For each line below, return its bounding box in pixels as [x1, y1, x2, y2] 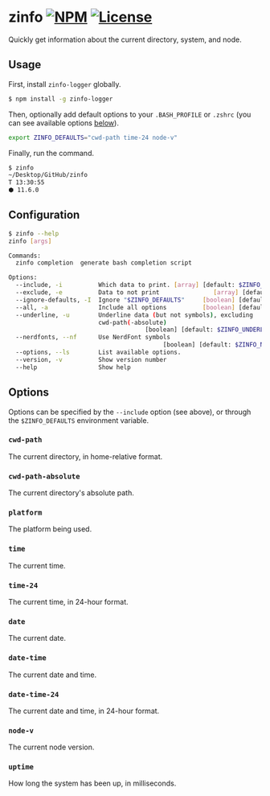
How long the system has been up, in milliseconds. [8, 778, 177, 788]
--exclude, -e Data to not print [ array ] [15, 289, 239, 297]
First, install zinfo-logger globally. [8, 79, 122, 88]
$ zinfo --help [8, 229, 59, 237]
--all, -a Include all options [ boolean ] [15, 303, 235, 311]
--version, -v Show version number [15, 355, 167, 363]
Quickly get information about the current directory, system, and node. [8, 35, 243, 44]
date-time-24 [8, 690, 59, 699]
